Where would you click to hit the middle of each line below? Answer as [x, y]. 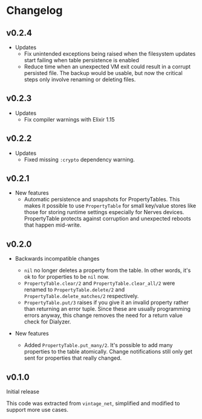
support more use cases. [37, 410]
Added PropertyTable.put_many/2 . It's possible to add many [98, 345]
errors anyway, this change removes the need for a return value [103, 316]
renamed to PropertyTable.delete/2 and [74, 290]
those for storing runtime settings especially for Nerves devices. [104, 212]
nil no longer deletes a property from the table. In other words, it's [107, 270]
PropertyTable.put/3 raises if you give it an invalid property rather [106, 302]
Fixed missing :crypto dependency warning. [79, 159]
